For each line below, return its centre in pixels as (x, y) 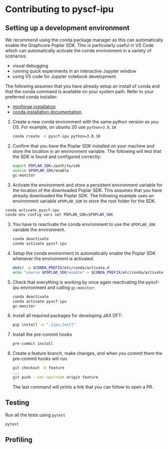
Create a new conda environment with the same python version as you (86, 122)
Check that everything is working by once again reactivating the (78, 282)
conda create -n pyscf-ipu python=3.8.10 (56, 136)
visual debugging (30, 66)
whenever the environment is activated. (53, 258)
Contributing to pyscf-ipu (59, 9)
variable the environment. (39, 230)
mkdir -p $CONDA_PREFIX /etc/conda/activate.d (61, 268)
